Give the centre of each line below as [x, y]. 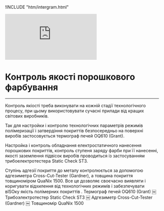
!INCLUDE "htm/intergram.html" [37, 7]
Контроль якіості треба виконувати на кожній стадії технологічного [75, 105]
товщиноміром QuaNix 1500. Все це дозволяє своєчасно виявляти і [75, 181]
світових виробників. [27, 116]
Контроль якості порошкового [70, 77]
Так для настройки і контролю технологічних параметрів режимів [74, 125]
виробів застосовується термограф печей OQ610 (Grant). [65, 136]
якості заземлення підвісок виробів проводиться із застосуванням [75, 156]
